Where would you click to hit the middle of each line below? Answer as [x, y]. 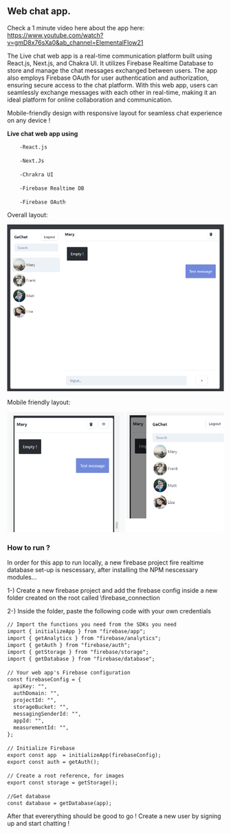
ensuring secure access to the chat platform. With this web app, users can [112, 85]
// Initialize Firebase [41, 748]
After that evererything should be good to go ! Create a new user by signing [114, 816]
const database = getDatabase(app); [59, 803]
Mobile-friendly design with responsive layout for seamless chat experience [115, 113]
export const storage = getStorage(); [63, 782]
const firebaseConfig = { [44, 679]
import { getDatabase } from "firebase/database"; [81, 659]
